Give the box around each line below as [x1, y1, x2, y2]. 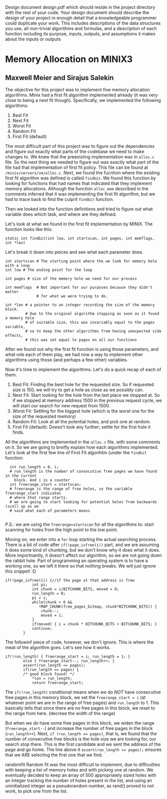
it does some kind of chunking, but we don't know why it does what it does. [5, 547, 161, 553]
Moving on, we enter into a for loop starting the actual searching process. [5, 537, 157, 542]
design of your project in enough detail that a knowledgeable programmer [5, 15, 157, 20]
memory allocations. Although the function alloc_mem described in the [5, 186, 149, 191]
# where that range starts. [9, 495, 68, 500]
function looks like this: [5, 226, 53, 232]
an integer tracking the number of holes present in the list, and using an [5, 778, 152, 784]
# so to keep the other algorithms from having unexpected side [25, 329, 162, 334]
